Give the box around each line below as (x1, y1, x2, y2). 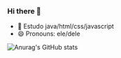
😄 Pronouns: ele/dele (17, 29, 80, 38)
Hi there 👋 (7, 6, 42, 16)
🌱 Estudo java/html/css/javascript (17, 22, 114, 31)
